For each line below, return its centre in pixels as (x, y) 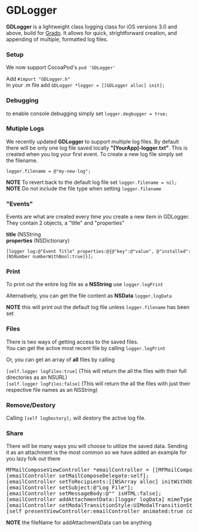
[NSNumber (18, 257)
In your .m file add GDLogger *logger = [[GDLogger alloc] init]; (85, 85)
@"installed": (174, 252)
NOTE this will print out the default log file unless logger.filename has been (98, 307)
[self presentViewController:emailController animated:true (95, 511)
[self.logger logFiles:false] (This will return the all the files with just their (98, 383)
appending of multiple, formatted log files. (57, 39)
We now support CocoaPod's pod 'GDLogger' (61, 67)
